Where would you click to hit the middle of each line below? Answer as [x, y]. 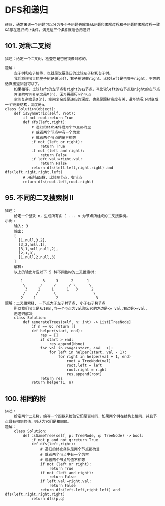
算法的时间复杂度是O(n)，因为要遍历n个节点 [52, 94]
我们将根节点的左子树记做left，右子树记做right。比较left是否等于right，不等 [85, 79]
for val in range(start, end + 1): [77, 348]
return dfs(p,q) [48, 499]
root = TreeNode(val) [89, 361]
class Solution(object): [31, 109]
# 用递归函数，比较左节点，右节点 [52, 177]
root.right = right [87, 370]
